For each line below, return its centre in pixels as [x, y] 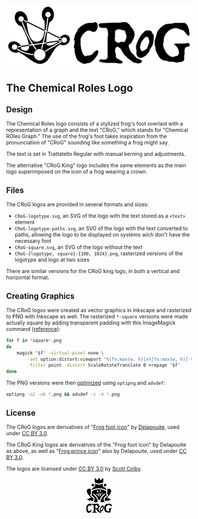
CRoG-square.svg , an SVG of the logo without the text [78, 247]
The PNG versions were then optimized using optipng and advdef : [86, 383]
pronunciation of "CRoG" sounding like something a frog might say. [88, 143]
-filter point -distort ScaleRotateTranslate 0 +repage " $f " [104, 365]
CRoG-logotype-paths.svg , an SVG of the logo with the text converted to [101, 228]
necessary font [33, 241]
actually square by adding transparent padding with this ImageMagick [91, 323]
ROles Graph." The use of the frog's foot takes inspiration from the [87, 136]
